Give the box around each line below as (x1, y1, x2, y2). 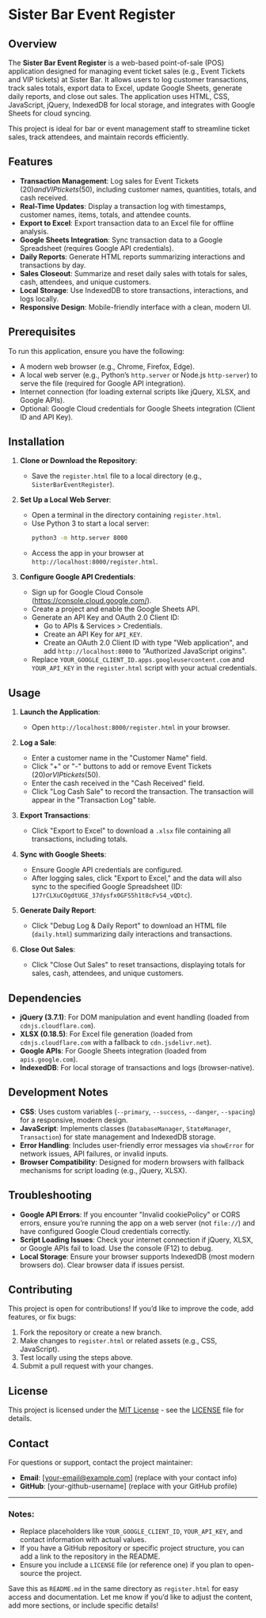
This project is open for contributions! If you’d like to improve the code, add (8, 1304, 254, 1313)
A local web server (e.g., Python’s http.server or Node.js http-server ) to (19, 370, 258, 379)
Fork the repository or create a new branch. (19, 1327, 162, 1337)
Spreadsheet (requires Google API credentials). (19, 243, 174, 253)
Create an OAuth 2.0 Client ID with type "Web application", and (43, 638, 249, 648)
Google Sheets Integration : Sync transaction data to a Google (19, 235, 223, 245)
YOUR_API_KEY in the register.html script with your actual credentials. (31, 663, 257, 673)
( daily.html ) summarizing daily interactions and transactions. (31, 929, 233, 939)
